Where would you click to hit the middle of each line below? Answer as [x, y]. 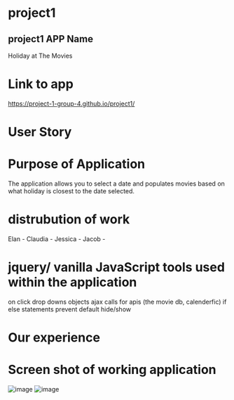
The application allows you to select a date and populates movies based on [116, 183]
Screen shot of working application [112, 370]
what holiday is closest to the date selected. [71, 191]
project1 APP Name [51, 39]
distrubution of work [69, 220]
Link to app [41, 84]
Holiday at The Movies [40, 56]
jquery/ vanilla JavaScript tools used [116, 267]
